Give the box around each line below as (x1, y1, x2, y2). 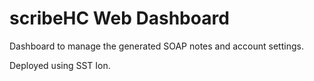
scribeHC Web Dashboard (9, 7, 230, 30)
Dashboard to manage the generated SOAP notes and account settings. (9, 40, 304, 52)
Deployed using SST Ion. (9, 59, 111, 71)
